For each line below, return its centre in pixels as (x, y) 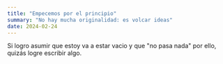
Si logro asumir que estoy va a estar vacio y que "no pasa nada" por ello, (112, 46)
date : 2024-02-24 (32, 26)
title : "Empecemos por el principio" (62, 13)
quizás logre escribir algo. (45, 53)
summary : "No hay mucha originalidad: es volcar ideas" (90, 20)
